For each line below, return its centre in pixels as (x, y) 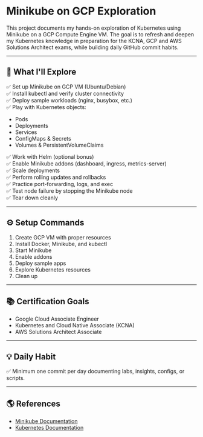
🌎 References (33, 403)
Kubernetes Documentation (49, 428)
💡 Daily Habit (31, 357)
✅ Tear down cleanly (32, 198)
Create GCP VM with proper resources (63, 237)
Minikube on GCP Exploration (81, 11)
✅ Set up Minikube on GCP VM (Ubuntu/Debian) (66, 87)
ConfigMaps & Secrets (43, 138)
